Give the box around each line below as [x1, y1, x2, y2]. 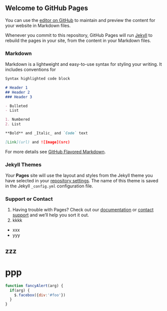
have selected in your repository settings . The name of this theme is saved [5, 178, 159, 184]
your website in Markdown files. [5, 22, 71, 28]
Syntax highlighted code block [5, 76, 70, 81]
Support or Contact [5, 195, 53, 202]
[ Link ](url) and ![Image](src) [5, 140, 70, 145]
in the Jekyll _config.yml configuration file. [5, 183, 93, 189]
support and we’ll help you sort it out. [12, 212, 89, 218]
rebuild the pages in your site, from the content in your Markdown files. [5, 37, 151, 43]
